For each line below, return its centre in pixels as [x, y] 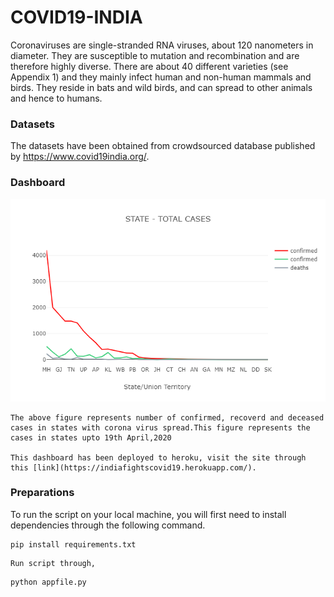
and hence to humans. [56, 98]
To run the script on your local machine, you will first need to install [148, 514]
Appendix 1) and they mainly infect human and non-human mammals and [161, 77]
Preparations [42, 493]
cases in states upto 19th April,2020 [91, 437]
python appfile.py [48, 582]
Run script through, [53, 563]
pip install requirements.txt [73, 544]
